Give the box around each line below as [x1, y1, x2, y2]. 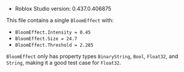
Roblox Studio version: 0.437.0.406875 [14, 5, 112, 12]
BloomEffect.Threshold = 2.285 [14, 42, 94, 48]
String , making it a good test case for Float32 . [6, 59, 121, 66]
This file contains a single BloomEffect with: [6, 17, 114, 23]
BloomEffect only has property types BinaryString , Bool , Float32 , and [6, 53, 179, 59]
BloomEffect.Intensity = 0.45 [14, 29, 91, 35]
